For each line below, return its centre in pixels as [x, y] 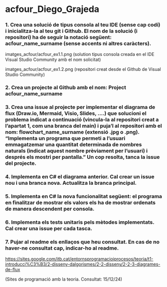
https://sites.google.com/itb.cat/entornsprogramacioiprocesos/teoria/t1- [79, 259]
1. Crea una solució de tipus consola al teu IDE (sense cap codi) [83, 25]
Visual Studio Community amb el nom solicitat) [53, 60]
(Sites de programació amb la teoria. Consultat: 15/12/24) [64, 279]
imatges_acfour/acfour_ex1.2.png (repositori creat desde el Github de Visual [83, 69]
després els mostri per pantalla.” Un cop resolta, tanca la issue [83, 157]
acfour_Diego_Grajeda [52, 9]
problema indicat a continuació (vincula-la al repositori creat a [82, 120]
